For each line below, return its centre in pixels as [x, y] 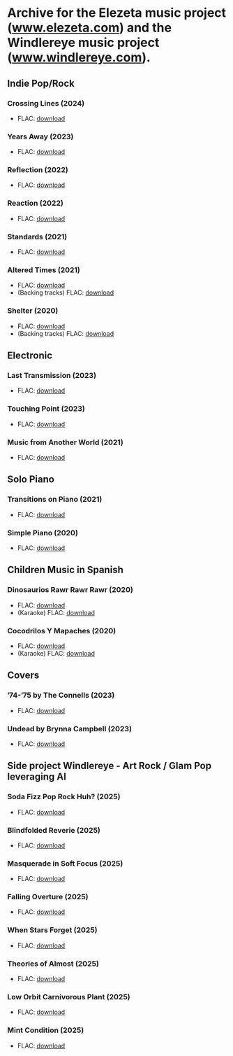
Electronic [30, 356]
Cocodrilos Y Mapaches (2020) [62, 631]
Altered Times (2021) [44, 269]
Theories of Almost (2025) [53, 964]
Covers [23, 676]
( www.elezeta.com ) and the [90, 28]
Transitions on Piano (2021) [55, 500]
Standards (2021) [37, 237]
